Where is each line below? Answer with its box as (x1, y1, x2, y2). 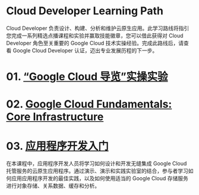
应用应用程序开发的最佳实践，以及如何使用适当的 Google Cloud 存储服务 (11, 175, 189, 182)
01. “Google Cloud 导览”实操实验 (6, 70, 168, 84)
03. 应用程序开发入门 (6, 139, 109, 153)
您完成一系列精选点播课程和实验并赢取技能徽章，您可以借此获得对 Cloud (6, 32, 184, 39)
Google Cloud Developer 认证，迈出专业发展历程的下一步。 (12, 46, 158, 54)
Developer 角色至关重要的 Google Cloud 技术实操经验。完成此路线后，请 (6, 39, 184, 46)
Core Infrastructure (6, 110, 104, 124)
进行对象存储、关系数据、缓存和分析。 (6, 183, 100, 190)
